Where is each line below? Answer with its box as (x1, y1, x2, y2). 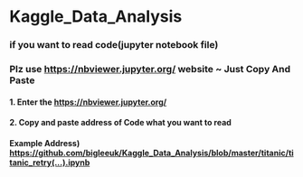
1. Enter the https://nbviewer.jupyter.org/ (9, 97, 167, 107)
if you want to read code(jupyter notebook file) (9, 39, 219, 51)
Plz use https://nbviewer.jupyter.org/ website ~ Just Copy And (9, 63, 291, 76)
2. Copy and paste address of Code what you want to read (9, 117, 232, 128)
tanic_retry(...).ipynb (9, 156, 90, 168)
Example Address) (9, 137, 80, 148)
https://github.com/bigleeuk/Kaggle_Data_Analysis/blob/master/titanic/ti (9, 147, 294, 158)
